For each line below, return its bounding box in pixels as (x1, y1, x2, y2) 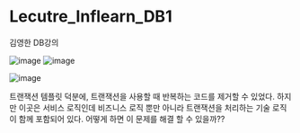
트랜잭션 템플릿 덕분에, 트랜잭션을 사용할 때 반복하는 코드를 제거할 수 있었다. (9, 91, 276, 102)
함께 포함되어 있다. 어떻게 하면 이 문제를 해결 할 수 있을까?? (18, 113, 225, 124)
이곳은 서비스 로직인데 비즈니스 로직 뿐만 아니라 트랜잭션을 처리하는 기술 (18, 102, 271, 113)
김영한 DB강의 (9, 37, 59, 48)
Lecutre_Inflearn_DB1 (9, 6, 172, 27)
